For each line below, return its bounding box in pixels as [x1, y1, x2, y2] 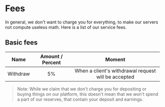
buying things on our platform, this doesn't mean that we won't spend [17, 91, 159, 97]
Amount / [40, 53, 63, 60]
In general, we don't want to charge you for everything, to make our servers [5, 19, 159, 25]
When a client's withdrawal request [74, 67, 156, 74]
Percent [42, 59, 61, 66]
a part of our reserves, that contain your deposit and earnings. [17, 96, 143, 102]
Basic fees [5, 39, 38, 47]
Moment [105, 56, 125, 63]
